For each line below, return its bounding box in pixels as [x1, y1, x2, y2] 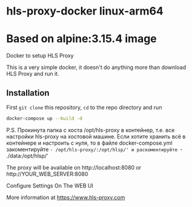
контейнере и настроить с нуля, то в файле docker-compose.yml [6, 139, 173, 146]
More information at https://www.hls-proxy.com [6, 194, 125, 201]
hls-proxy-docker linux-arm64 [6, 4, 164, 18]
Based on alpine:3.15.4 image [6, 32, 157, 46]
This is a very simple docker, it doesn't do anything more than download [6, 64, 187, 71]
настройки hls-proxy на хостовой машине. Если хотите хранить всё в [6, 133, 186, 140]
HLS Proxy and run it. [6, 70, 59, 77]
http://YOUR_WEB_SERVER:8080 [6, 170, 88, 177]
